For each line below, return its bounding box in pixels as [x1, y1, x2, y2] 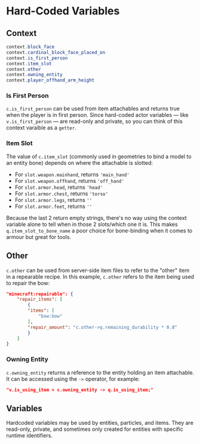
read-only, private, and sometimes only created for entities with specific [6, 425, 183, 433]
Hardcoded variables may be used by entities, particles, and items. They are [6, 419, 194, 427]
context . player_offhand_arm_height [6, 77, 95, 83]
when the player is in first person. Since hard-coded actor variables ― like [6, 111, 189, 119]
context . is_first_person [6, 55, 68, 61]
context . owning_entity [6, 72, 63, 78]
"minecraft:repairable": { [6, 291, 73, 297]
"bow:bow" [38, 313, 63, 319]
